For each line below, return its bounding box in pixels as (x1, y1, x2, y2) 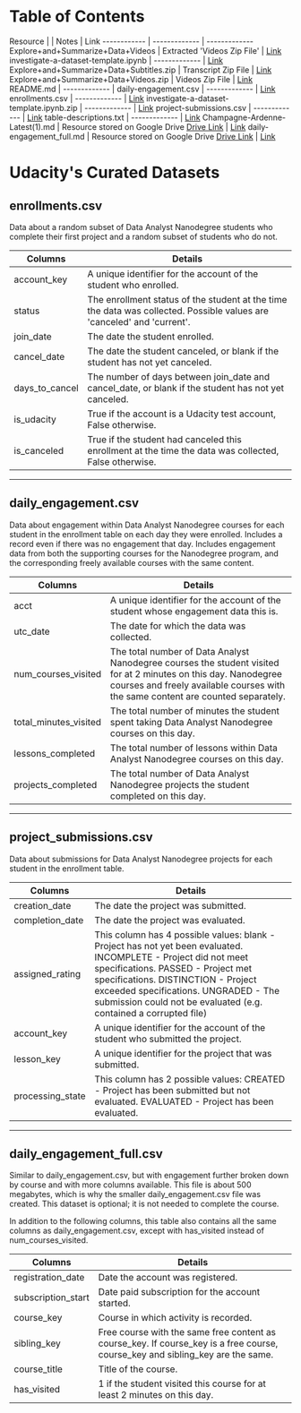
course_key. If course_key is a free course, (98, 1337, 279, 1349)
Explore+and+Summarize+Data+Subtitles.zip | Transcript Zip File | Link (9, 64, 272, 75)
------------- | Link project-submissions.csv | (83, 102, 252, 113)
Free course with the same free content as (98, 1326, 276, 1339)
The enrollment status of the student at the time (87, 293, 288, 305)
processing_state (13, 1090, 87, 1102)
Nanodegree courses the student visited (110, 656, 279, 669)
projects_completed (13, 778, 98, 791)
